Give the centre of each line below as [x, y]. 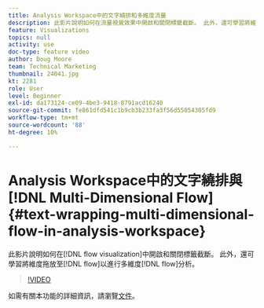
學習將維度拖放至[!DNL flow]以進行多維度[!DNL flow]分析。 [103, 263]
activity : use [31, 45]
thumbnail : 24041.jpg [44, 74]
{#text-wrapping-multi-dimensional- [131, 214]
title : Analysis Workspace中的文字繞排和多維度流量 [87, 15]
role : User [26, 88]
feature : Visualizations [49, 30]
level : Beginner [35, 96]
